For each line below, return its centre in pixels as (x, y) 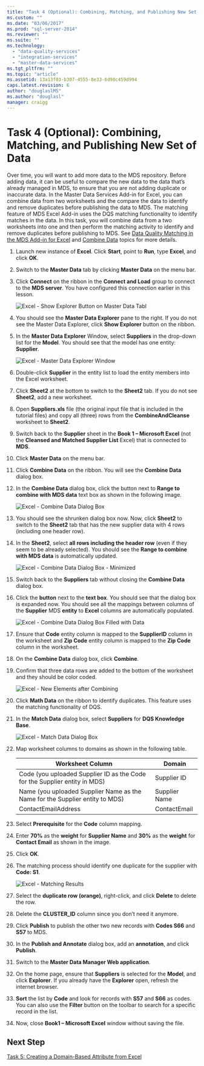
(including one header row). (50, 531)
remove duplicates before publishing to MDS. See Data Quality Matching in (100, 233)
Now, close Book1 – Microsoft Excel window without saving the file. (100, 1023)
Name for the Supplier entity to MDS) (71, 799)
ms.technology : (26, 46)
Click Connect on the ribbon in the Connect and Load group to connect (105, 281)
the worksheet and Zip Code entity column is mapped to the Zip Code (103, 640)
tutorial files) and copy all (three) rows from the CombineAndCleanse (103, 415)
